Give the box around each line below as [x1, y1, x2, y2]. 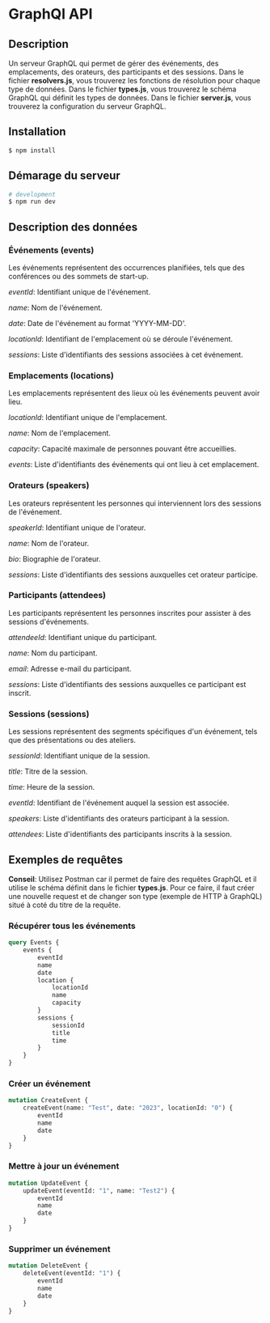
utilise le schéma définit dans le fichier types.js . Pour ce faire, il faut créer [8, 883, 255, 893]
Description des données [8, 220, 138, 234]
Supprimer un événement [8, 1243, 111, 1254]
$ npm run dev [8, 197, 57, 206]
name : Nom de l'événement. [8, 303, 103, 312]
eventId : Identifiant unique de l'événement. [8, 286, 151, 296]
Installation [8, 125, 66, 138]
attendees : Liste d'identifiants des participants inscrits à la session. [8, 829, 233, 839]
